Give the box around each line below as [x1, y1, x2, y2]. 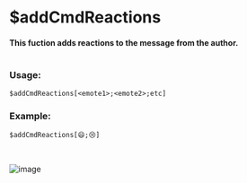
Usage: [9, 68, 42, 81]
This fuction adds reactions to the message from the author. [9, 37, 239, 48]
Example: [9, 110, 51, 123]
